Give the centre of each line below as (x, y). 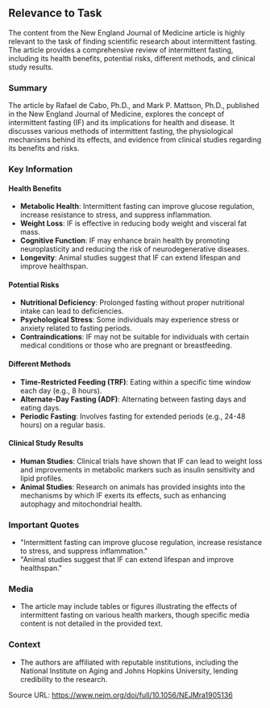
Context (25, 644)
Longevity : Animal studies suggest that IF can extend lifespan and (130, 258)
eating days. (41, 407)
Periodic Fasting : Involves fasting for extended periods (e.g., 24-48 (133, 416)
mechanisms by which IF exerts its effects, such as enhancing (123, 495)
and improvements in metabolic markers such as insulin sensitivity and (137, 469)
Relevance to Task (55, 13)
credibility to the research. (64, 679)
